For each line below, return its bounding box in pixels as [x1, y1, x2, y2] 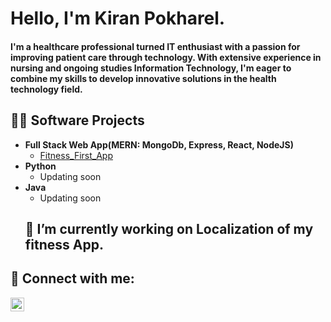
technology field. [10, 83, 83, 95]
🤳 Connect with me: [10, 270, 135, 287]
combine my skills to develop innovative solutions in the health [10, 72, 277, 84]
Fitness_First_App [39, 149, 113, 161]
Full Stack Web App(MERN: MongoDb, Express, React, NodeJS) [24, 138, 294, 151]
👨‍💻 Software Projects [10, 112, 145, 129]
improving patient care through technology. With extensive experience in [10, 51, 322, 63]
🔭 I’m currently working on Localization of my [24, 220, 314, 237]
